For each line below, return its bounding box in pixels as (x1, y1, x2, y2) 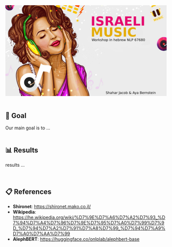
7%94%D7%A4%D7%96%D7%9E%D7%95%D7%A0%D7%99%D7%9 (12, 219, 165, 226)
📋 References (5, 187, 52, 196)
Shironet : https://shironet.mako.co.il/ (12, 203, 91, 209)
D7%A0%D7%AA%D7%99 (12, 230, 70, 237)
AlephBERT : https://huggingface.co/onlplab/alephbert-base (12, 236, 140, 242)
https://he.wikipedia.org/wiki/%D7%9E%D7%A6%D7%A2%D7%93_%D (12, 214, 165, 220)
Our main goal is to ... (5, 125, 50, 131)
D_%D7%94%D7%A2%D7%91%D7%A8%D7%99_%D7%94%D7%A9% (12, 225, 165, 231)
